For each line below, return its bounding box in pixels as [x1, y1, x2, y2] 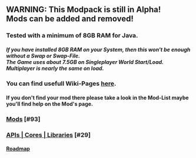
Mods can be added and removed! [6, 14, 134, 24]
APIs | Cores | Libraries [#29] [6, 130, 91, 139]
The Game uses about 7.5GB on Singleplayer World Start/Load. [6, 58, 164, 65]
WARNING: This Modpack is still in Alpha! [6, 5, 161, 15]
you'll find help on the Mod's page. [6, 100, 93, 107]
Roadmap [6, 145, 31, 152]
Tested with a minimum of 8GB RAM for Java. [6, 32, 138, 40]
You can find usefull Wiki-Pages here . [6, 79, 117, 88]
